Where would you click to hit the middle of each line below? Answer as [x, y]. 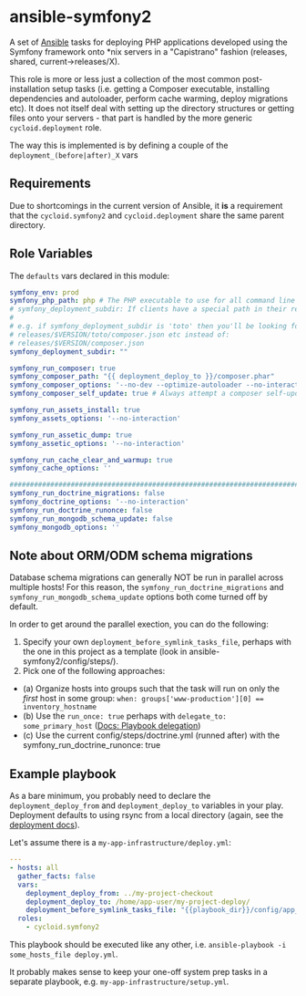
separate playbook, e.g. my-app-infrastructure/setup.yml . [119, 981]
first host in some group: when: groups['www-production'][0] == [143, 699]
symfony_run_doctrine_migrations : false [87, 493]
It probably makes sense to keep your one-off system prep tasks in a [139, 972]
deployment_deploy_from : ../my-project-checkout [120, 893]
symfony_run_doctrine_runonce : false [81, 510]
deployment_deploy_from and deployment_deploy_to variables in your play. [147, 805]
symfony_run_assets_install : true [75, 410]
